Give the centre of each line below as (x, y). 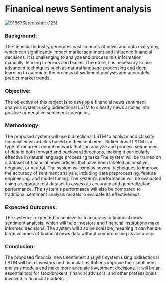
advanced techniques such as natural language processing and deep (76, 68)
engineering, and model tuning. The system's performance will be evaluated (83, 178)
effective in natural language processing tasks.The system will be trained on (83, 157)
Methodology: (23, 125)
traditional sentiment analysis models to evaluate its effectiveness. (73, 194)
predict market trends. (28, 78)
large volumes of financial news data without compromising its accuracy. (80, 234)
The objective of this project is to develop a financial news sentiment (76, 102)
